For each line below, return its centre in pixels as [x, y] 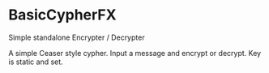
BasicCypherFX [62, 15]
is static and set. [36, 62]
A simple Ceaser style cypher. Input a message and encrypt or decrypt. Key [135, 53]
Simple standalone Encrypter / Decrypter [77, 37]
